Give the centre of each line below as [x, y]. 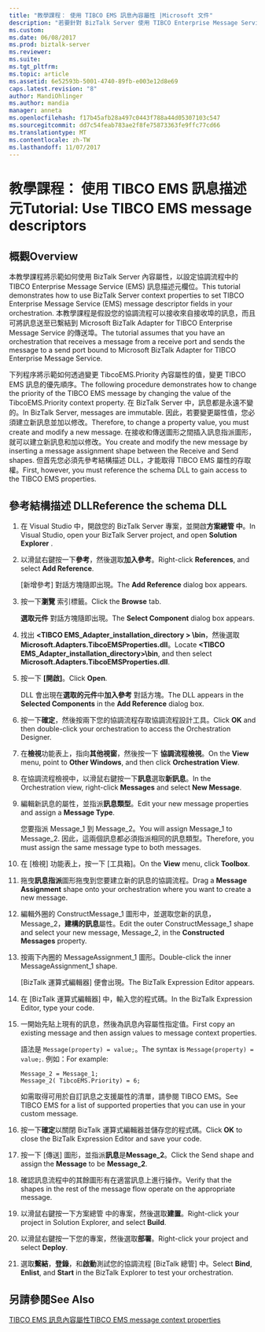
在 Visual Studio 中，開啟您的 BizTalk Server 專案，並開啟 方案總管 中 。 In [138, 526]
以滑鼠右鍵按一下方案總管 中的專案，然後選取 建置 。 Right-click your [129, 1214]
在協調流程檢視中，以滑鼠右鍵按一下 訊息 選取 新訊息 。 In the [116, 779]
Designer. [36, 738]
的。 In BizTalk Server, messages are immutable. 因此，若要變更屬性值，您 [129, 413]
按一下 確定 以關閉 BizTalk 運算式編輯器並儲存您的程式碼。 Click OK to [131, 1130]
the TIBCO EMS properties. [53, 479]
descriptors [48, 226]
